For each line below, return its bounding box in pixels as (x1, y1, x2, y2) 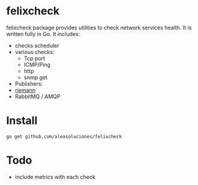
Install (6, 114, 38, 128)
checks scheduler (14, 42, 59, 49)
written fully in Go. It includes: (6, 30, 80, 37)
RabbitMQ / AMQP (14, 93, 61, 100)
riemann (14, 86, 36, 93)
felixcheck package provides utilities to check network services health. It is (6, 24, 192, 31)
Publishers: (14, 80, 43, 87)
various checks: (14, 48, 55, 55)
